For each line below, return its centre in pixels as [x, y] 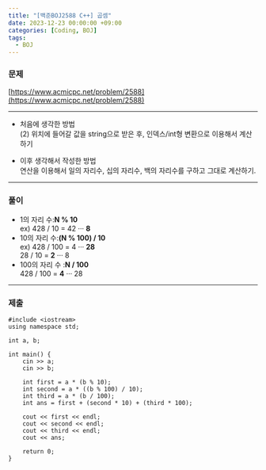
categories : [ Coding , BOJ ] [53, 30]
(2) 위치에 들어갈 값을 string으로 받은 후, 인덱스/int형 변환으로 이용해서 [128, 134]
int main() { [30, 355]
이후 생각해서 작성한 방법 [58, 161]
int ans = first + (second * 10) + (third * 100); [108, 403]
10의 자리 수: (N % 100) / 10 [63, 238]
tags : [17, 38]
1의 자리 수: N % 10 [48, 220]
